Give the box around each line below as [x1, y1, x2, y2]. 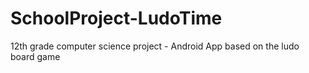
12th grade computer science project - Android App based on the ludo [10, 40, 300, 52]
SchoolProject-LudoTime [10, 7, 223, 30]
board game [10, 50, 61, 62]
